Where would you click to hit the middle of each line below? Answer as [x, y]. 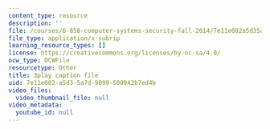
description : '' [35, 23]
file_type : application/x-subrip [64, 38]
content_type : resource [48, 16]
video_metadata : [35, 105]
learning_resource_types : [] [57, 46]
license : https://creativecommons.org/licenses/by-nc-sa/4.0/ [115, 53]
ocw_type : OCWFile [39, 61]
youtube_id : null [45, 113]
